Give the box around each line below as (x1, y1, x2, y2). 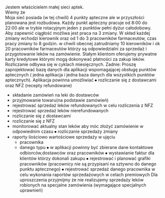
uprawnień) (19, 187, 43, 193)
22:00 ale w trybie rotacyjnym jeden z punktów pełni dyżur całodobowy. (5, 25, 152, 31)
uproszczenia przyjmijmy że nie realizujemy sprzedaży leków (19, 177, 144, 183)
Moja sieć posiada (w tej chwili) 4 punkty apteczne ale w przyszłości (5, 15, 144, 20)
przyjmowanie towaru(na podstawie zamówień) (12, 98, 109, 103)
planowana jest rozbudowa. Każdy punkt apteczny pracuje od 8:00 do (5, 20, 148, 25)
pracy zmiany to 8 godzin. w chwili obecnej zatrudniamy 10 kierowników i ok (5, 41, 160, 46)
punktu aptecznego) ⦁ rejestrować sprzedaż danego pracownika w (19, 166, 155, 172)
